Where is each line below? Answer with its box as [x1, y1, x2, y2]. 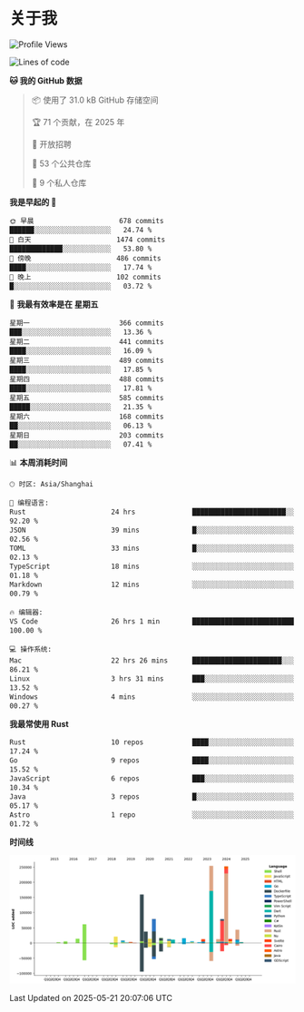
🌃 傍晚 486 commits [9, 253, 162, 263]
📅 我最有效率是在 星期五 [9, 299, 99, 309]
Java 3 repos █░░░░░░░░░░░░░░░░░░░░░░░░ [9, 791, 295, 801]
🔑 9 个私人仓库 [31, 177, 87, 188]
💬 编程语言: [9, 498, 50, 507]
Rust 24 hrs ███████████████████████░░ [9, 507, 295, 516]
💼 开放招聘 [31, 138, 72, 150]
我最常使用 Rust [9, 718, 70, 729]
